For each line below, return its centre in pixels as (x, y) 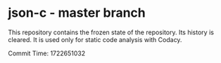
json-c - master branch (77, 13)
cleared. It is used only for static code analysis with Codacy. (95, 39)
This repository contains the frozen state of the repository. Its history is (111, 32)
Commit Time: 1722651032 (47, 53)
